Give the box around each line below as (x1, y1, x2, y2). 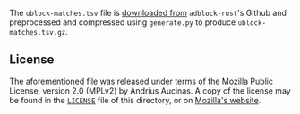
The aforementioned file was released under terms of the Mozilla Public (9, 76, 273, 86)
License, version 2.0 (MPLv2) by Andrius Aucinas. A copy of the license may (9, 85, 291, 96)
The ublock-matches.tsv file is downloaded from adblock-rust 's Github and (9, 8, 287, 18)
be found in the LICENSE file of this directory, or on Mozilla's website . (9, 94, 261, 105)
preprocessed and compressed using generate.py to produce (9, 17, 236, 28)
